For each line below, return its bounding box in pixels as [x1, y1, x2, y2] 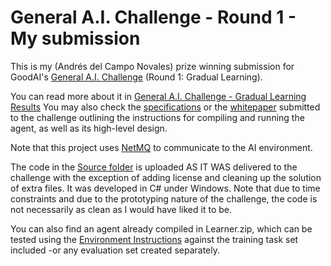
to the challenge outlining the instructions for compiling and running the [10, 111, 305, 123]
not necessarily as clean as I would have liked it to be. [10, 203, 232, 215]
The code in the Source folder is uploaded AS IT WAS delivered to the [10, 161, 298, 173]
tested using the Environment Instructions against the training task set [10, 233, 299, 245]
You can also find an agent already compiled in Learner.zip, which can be [10, 222, 313, 235]
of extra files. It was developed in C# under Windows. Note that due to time [10, 182, 321, 194]
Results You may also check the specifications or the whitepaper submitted [10, 101, 321, 113]
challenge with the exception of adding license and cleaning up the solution [10, 171, 322, 183]
